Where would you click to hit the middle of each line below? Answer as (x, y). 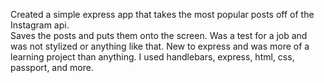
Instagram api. (40, 25)
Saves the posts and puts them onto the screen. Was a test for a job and (159, 35)
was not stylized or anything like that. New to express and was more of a (160, 46)
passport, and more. (52, 67)
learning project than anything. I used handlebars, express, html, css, (152, 57)
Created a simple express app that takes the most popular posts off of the (162, 14)
